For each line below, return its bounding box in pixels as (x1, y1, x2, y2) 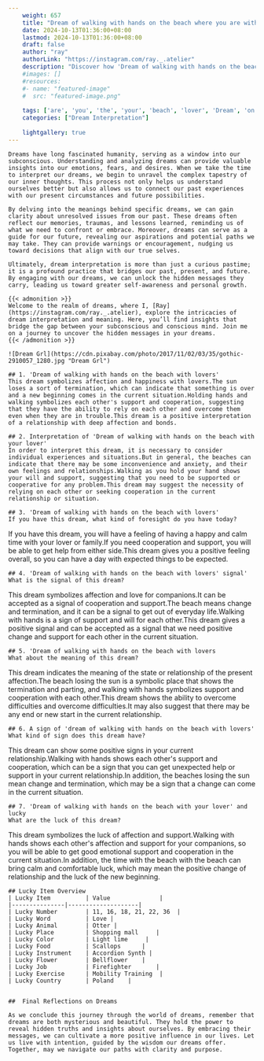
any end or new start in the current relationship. (8, 709, 163, 719)
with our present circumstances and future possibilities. (8, 191, 206, 199)
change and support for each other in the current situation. (8, 631, 199, 641)
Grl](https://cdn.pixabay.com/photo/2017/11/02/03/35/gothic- (36, 349, 244, 358)
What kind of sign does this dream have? (8, 731, 146, 740)
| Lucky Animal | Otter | (8, 922, 118, 930)
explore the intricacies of (145, 309, 237, 316)
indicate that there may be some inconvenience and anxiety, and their (8, 460, 247, 468)
